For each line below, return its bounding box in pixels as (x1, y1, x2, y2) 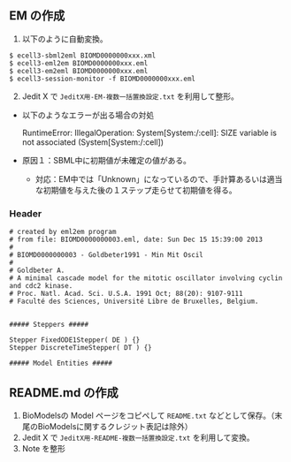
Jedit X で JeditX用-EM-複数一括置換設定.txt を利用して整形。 (21, 91, 239, 102)
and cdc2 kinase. (9, 282, 73, 291)
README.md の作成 (9, 385, 119, 400)
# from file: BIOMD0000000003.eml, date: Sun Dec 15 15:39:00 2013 (9, 235, 264, 245)
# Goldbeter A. (9, 266, 65, 276)
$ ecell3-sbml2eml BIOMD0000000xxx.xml (9, 51, 157, 60)
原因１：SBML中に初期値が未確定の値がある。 (21, 155, 192, 165)
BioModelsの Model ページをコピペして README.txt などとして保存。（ (21, 410, 275, 420)
